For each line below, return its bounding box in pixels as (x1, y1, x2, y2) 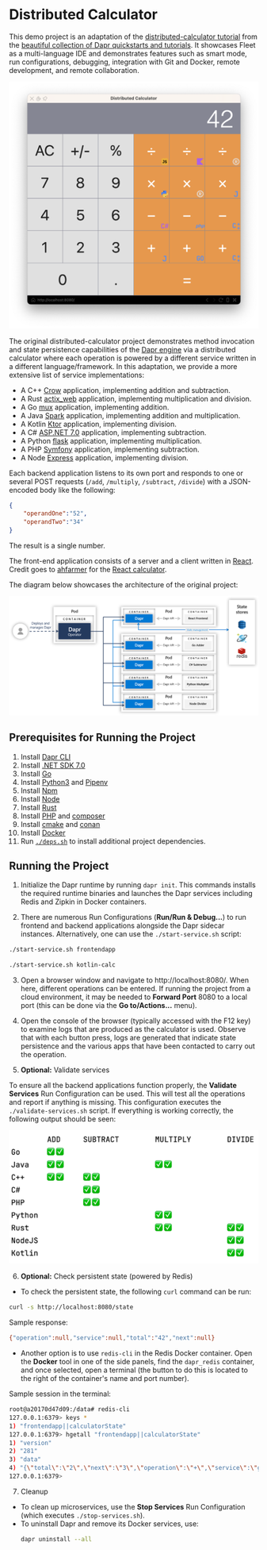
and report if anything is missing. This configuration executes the (9, 1098, 222, 1107)
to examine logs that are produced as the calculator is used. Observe (20, 1025, 246, 1034)
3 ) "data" (9, 1456, 42, 1463)
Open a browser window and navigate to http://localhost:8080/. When (20, 975, 249, 985)
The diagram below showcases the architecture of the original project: (9, 580, 238, 590)
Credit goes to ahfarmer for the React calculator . (9, 565, 167, 575)
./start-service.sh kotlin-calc (9, 961, 116, 969)
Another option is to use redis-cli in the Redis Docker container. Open (20, 1348, 253, 1358)
